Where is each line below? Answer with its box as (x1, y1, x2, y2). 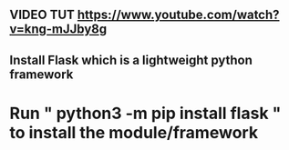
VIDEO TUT (9, 7, 76, 23)
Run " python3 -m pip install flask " (9, 103, 282, 124)
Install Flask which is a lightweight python (9, 52, 253, 67)
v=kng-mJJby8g (9, 22, 108, 37)
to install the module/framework (9, 122, 258, 143)
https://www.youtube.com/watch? (77, 7, 280, 23)
